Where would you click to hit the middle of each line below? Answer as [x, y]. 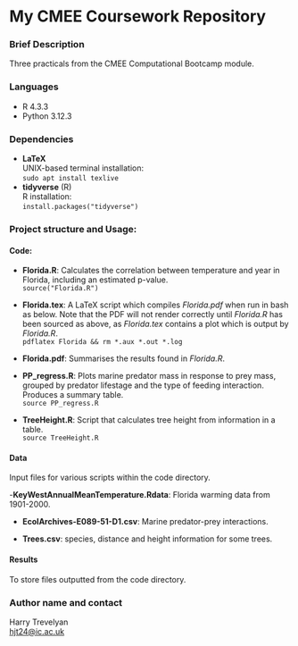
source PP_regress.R [60, 404]
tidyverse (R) [47, 187]
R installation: [47, 197]
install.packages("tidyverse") [80, 207]
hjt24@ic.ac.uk [37, 631]
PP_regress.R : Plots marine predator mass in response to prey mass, [149, 376]
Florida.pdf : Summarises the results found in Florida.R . [124, 358]
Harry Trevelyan [39, 622]
